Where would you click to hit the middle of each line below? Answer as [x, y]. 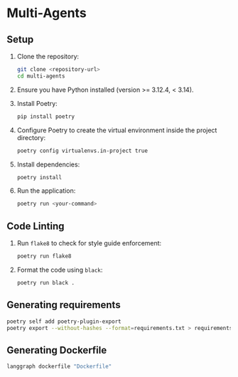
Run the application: [46, 191]
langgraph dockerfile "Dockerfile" [59, 367]
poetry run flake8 [44, 256]
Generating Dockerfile [57, 350]
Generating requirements [64, 305]
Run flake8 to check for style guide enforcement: [89, 243]
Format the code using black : [60, 270]
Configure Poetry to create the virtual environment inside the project [117, 130]
